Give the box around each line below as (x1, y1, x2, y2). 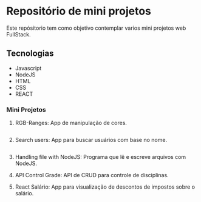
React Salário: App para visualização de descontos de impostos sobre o (15, 183, 196, 190)
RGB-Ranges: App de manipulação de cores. (15, 120, 128, 127)
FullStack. (6, 30, 32, 38)
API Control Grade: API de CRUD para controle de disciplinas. (15, 172, 169, 179)
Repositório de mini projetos (6, 4, 152, 18)
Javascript (15, 64, 42, 72)
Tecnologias (6, 49, 54, 59)
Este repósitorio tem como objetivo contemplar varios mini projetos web (6, 24, 186, 32)
